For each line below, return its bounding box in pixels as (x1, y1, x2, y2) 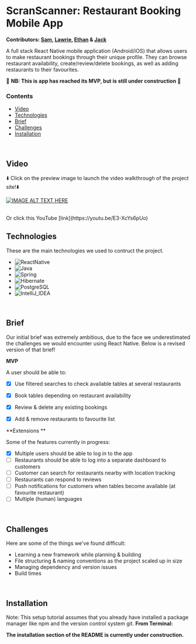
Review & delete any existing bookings (14, 404, 108, 411)
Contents (6, 92, 33, 100)
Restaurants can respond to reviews (14, 476, 102, 483)
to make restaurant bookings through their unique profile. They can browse (6, 53, 187, 60)
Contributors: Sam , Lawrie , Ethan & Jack (6, 36, 106, 43)
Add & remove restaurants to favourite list (14, 415, 115, 422)
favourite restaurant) (14, 489, 64, 496)
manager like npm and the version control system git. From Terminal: (6, 620, 173, 627)
